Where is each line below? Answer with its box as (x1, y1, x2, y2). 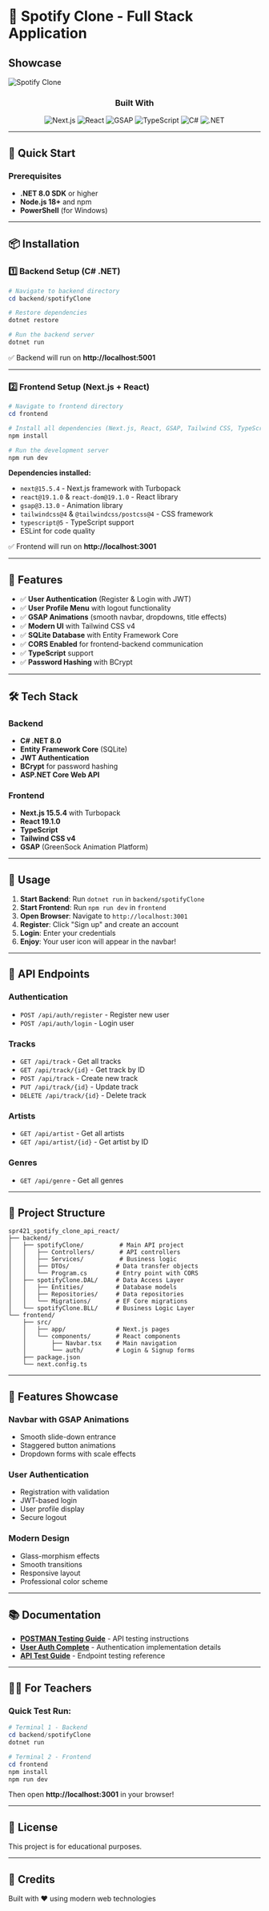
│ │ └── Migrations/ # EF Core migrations (8, 1297, 188, 1305)
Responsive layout (19, 1568, 81, 1578)
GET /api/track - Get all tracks (19, 1057, 122, 1066)
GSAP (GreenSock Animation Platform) (19, 842, 149, 852)
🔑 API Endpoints (8, 967, 90, 981)
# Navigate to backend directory (8, 287, 120, 295)
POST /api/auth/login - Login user (19, 1018, 134, 1028)
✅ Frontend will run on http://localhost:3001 (8, 542, 157, 551)
